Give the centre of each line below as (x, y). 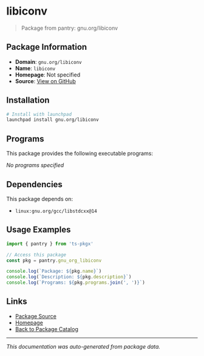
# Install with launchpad (39, 114)
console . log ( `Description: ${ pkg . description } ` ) (69, 277)
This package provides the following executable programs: (80, 154)
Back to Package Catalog (47, 329)
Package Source (36, 316)
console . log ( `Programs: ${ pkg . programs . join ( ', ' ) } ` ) (76, 283)
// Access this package (36, 255)
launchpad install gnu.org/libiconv (53, 120)
